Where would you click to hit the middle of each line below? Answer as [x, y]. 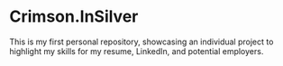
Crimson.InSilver [74, 17]
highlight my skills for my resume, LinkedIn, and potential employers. [137, 51]
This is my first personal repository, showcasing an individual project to [141, 42]
